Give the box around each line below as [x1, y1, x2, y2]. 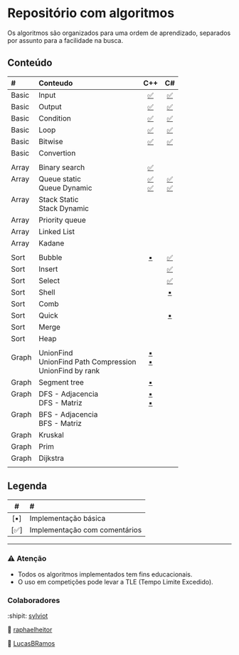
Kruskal [38, 430, 64, 440]
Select [38, 275, 60, 285]
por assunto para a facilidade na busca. [7, 36, 124, 44]
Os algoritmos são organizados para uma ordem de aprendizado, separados [7, 29, 231, 37]
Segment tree [38, 377, 84, 387]
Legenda [7, 480, 48, 492]
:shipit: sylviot [7, 611, 48, 620]
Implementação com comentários [29, 524, 142, 534]
